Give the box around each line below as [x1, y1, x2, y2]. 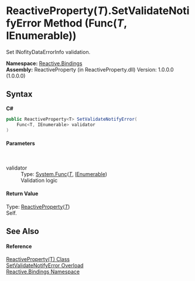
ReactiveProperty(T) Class [6, 256, 70, 263]
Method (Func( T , [43, 16, 127, 30]
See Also [6, 226, 39, 236]
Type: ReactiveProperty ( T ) [6, 203, 70, 210]
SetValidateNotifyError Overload [6, 262, 84, 269]
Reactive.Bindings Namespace [6, 268, 80, 275]
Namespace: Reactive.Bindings [6, 60, 83, 67]
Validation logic [20, 177, 58, 184]
